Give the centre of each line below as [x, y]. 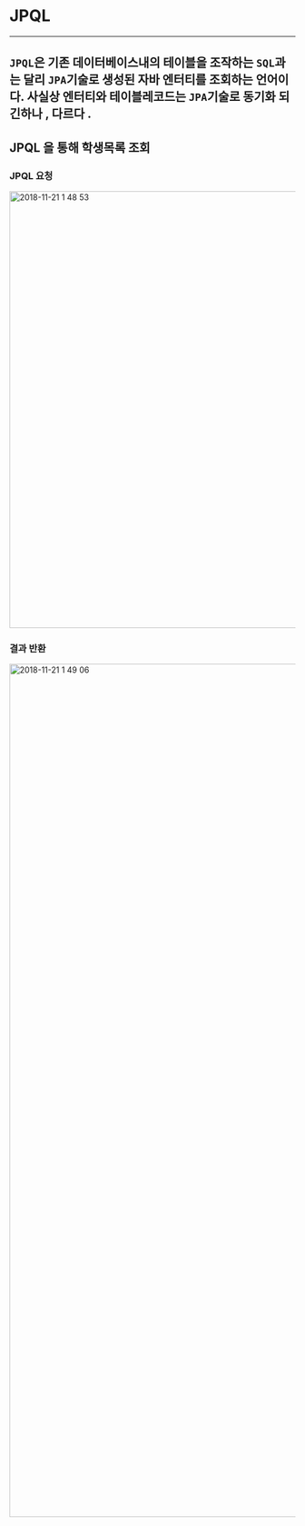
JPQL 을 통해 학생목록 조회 [80, 148]
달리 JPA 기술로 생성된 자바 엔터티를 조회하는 [138, 80]
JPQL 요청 [31, 175]
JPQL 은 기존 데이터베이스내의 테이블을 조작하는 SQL [142, 63]
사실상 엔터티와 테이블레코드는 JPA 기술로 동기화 [152, 97]
